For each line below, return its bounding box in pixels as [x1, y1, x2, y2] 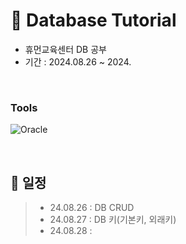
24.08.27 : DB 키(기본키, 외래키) [49, 214, 177, 226]
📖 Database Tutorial [10, 9, 177, 32]
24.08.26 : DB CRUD [49, 202, 135, 214]
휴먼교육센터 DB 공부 [24, 43, 107, 55]
